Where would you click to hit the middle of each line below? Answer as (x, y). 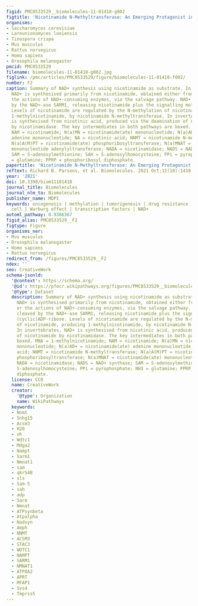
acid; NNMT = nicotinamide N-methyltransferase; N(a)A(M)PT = (95, 352)
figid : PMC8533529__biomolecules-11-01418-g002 (66, 12)
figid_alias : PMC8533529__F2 (42, 220)
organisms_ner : (25, 231)
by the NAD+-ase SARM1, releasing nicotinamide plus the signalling (97, 105)
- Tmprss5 (23, 594)
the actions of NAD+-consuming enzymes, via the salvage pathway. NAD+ (101, 99)
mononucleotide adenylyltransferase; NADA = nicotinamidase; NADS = (97, 149)
